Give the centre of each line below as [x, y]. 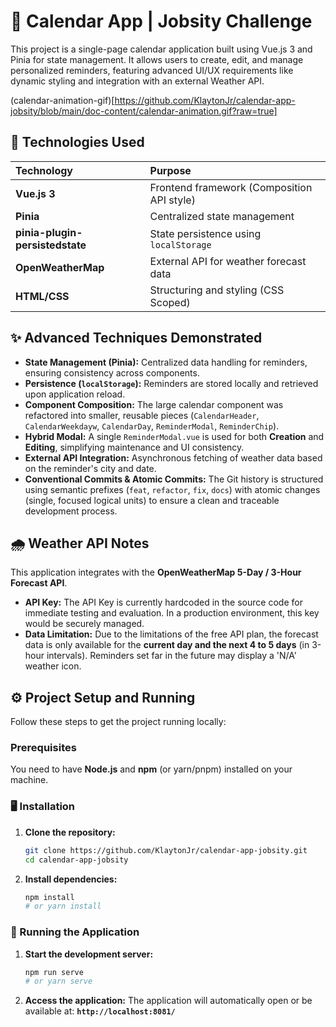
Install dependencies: [71, 879]
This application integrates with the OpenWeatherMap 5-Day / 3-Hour [156, 572]
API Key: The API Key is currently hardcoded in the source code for [163, 602]
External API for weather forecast [228, 261]
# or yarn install [63, 906]
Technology [44, 170]
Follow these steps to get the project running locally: [118, 722]
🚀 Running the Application [75, 932]
